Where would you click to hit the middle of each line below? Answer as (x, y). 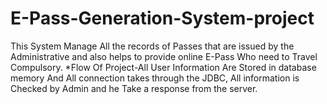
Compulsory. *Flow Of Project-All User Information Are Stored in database (163, 67)
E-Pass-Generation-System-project (162, 18)
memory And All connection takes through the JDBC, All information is (155, 78)
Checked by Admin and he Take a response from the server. (134, 88)
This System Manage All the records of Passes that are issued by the (152, 46)
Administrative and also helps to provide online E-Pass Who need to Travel (164, 56)
